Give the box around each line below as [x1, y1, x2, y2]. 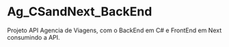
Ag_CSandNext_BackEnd [7, 4, 152, 19]
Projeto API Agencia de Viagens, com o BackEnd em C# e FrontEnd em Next [7, 26, 222, 34]
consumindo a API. [7, 33, 60, 41]
